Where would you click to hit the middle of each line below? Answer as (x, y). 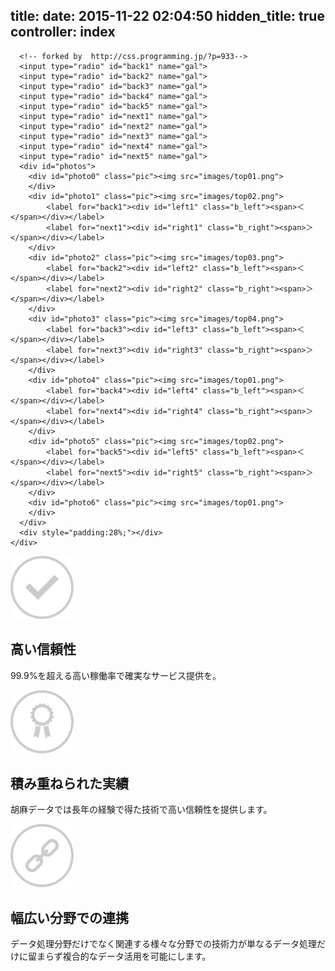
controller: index (63, 32)
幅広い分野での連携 (69, 917)
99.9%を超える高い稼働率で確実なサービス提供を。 (116, 675)
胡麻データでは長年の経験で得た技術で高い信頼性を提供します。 (141, 810)
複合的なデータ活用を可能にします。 (137, 956)
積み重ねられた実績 (69, 784)
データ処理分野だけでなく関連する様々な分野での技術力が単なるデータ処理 (163, 944)
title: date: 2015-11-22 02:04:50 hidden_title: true (167, 16)
